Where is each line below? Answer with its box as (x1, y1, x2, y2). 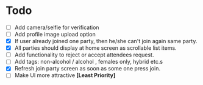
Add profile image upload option (14, 31, 96, 38)
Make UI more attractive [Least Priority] (14, 72, 116, 79)
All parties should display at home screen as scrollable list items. (14, 44, 177, 52)
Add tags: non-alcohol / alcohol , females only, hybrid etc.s (14, 58, 163, 66)
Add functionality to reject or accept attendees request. (14, 51, 154, 58)
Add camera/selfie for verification (14, 24, 99, 31)
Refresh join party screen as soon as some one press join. (14, 65, 161, 72)
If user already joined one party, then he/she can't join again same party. (14, 38, 198, 45)
